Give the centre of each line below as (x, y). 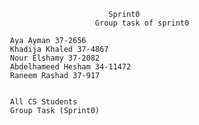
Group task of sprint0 (142, 23)
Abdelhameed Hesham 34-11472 (70, 67)
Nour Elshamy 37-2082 (54, 58)
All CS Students (43, 102)
